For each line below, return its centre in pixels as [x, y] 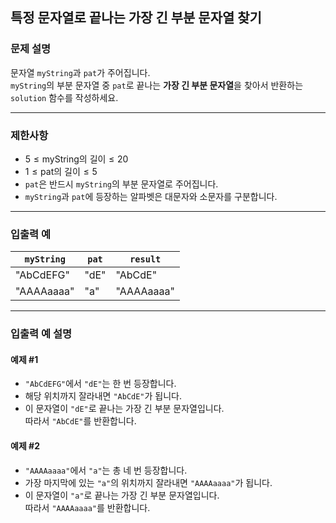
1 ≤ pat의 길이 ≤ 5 [61, 171]
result [145, 259]
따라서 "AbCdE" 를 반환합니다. [80, 421]
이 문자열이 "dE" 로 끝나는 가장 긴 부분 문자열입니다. [124, 409]
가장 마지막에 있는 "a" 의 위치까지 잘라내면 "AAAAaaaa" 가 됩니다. [148, 482]
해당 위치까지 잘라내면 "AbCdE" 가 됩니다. [103, 396]
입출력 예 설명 [41, 334]
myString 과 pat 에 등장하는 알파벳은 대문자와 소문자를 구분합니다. [151, 196]
